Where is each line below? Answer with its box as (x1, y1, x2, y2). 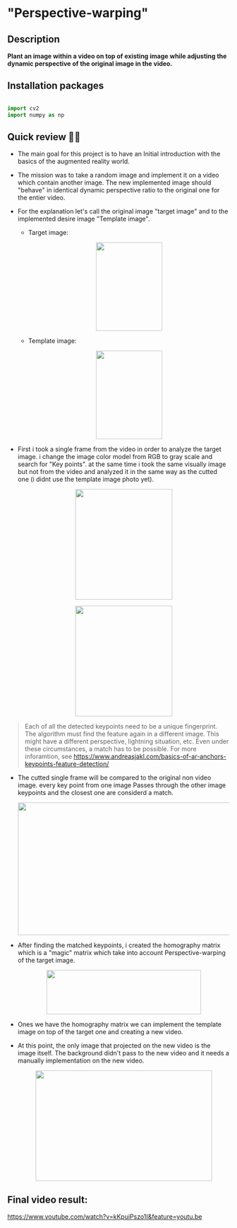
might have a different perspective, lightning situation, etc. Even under (24, 737, 229, 746)
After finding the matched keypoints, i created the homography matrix (17, 941, 221, 949)
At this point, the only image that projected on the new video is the (17, 1041, 211, 1050)
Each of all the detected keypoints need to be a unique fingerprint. (24, 722, 217, 731)
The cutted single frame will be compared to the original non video (17, 773, 212, 782)
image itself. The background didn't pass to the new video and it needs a (17, 1049, 229, 1058)
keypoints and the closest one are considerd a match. (17, 789, 174, 797)
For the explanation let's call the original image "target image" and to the (17, 207, 229, 216)
